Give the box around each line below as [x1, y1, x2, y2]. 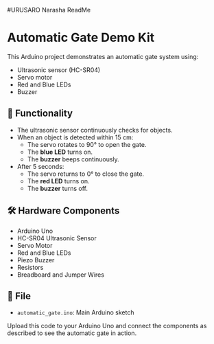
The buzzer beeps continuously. [27, 154, 120, 163]
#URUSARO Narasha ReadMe [7, 6, 91, 14]
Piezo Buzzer [16, 255, 55, 264]
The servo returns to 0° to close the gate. [27, 170, 145, 178]
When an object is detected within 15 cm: [16, 133, 134, 141]
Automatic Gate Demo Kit [7, 30, 155, 45]
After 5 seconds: [16, 162, 64, 170]
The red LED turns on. [27, 176, 90, 185]
